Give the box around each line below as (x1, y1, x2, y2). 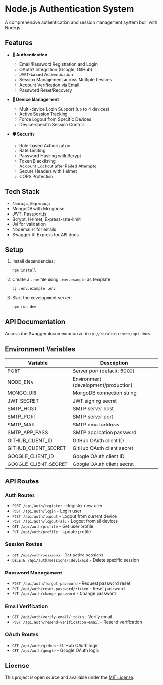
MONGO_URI (7, 389, 37, 396)
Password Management (5, 569, 62, 576)
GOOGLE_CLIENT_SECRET (7, 461, 68, 467)
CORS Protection (19, 173, 53, 179)
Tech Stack (5, 187, 40, 196)
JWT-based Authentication (19, 72, 74, 77)
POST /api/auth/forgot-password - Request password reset (12, 580, 130, 586)
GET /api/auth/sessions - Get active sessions (12, 552, 104, 558)
